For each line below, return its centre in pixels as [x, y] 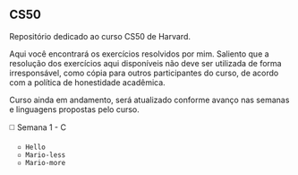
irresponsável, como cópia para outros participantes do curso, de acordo [144, 73]
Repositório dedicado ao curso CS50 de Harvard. [100, 36]
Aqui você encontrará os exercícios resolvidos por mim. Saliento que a [140, 54]
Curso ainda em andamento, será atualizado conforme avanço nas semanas [149, 100]
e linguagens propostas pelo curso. [75, 109]
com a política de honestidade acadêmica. [87, 82]
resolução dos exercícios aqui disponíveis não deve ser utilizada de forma [145, 63]
